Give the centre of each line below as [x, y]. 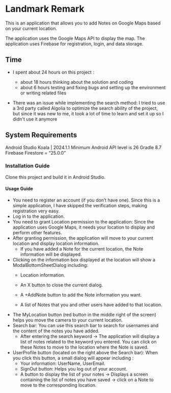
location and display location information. [56, 243]
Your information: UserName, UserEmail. [63, 363]
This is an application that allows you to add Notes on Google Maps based [83, 23]
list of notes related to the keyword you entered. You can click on [88, 342]
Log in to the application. [39, 216]
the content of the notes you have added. [56, 331]
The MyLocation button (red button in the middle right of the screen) [84, 315]
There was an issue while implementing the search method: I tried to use [89, 103]
